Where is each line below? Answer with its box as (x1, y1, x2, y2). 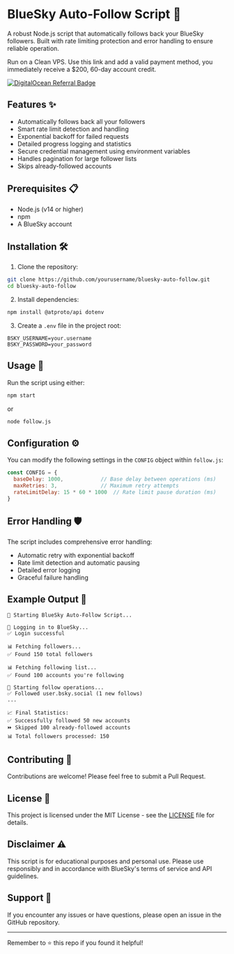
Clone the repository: (17, 263, 79, 271)
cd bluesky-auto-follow (7, 282, 77, 290)
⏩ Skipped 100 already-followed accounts (7, 725, 131, 732)
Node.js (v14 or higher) (17, 205, 84, 213)
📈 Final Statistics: (7, 709, 69, 717)
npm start (7, 392, 36, 399)
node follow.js (7, 418, 52, 425)
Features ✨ (7, 99, 56, 111)
